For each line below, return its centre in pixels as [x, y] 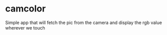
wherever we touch [25, 27]
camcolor [26, 9]
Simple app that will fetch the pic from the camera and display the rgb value [84, 22]
